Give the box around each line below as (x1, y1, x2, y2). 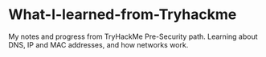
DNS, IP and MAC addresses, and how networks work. (8, 40, 189, 49)
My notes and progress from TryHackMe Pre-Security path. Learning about (8, 32, 259, 41)
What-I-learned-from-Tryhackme (8, 6, 237, 24)
